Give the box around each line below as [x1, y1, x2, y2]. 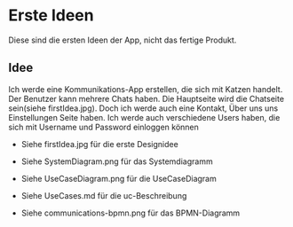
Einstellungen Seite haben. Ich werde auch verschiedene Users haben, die [8, 112, 281, 122]
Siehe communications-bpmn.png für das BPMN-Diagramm [20, 207, 241, 218]
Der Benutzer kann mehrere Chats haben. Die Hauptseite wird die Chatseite [8, 93, 285, 104]
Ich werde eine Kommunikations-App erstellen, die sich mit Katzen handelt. [8, 83, 283, 94]
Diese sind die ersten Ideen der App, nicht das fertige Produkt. [8, 35, 237, 45]
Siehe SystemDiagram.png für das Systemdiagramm [20, 156, 214, 167]
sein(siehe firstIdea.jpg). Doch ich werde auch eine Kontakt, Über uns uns [8, 103, 279, 113]
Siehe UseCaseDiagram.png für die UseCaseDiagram [20, 173, 217, 184]
